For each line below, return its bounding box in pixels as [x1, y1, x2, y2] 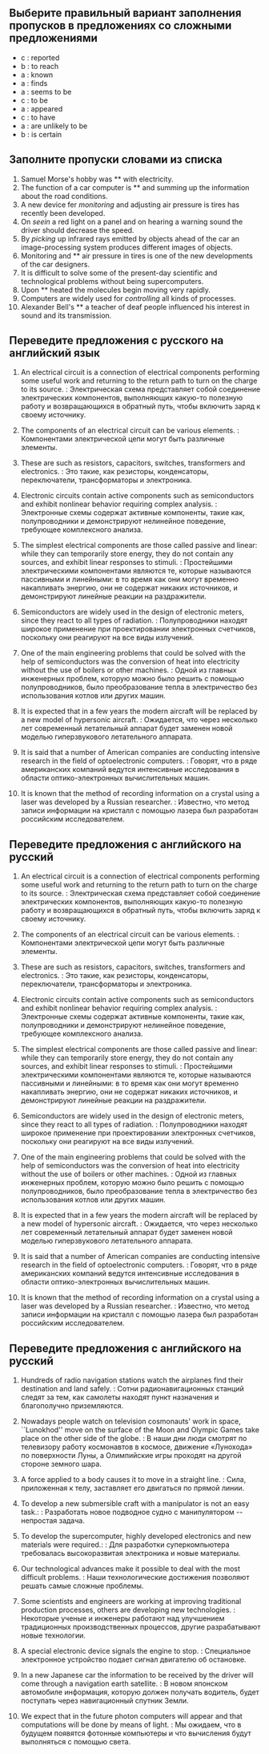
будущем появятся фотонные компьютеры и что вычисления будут [20, 1728, 251, 1738]
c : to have [20, 112, 56, 122]
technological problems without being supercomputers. [20, 276, 204, 286]
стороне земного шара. [20, 1460, 102, 1469]
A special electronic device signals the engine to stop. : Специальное [20, 1646, 251, 1656]
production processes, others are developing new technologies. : [20, 1605, 235, 1615]
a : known [20, 70, 54, 79]
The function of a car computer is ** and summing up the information [20, 182, 250, 192]
